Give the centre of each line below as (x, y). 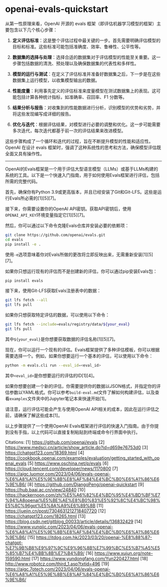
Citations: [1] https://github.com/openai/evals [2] (55, 442)
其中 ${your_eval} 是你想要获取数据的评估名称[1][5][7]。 (62, 339)
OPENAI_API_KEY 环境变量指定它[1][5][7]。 (46, 215)
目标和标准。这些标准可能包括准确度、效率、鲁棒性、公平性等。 (78, 46)
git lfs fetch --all (27, 300)
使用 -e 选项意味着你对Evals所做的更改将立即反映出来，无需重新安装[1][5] (79, 254)
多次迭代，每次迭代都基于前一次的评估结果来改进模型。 (69, 130)
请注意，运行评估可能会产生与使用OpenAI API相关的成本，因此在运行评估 (80, 409)
